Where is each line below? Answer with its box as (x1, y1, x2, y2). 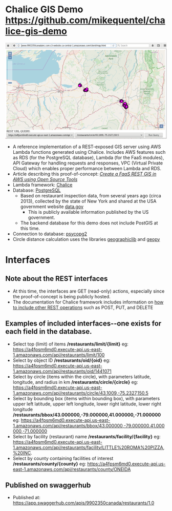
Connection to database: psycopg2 (12, 231, 88, 237)
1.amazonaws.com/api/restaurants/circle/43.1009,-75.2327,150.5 (12, 390, 148, 396)
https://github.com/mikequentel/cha (5, 14, 165, 26)
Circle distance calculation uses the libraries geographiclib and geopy (12, 236, 160, 242)
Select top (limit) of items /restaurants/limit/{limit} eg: (12, 341, 129, 347)
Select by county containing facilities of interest (12, 455, 114, 461)
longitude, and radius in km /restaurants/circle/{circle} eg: (12, 379, 138, 385)
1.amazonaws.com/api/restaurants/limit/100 (12, 352, 105, 358)
